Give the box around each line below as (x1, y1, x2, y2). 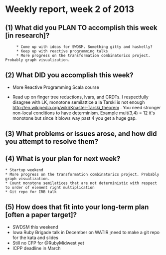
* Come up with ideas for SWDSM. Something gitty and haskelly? (16, 44, 153, 49)
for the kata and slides (12, 235, 59, 241)
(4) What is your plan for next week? (5, 154, 121, 163)
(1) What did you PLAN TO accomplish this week (5, 23, 158, 32)
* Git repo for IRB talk (5, 190, 57, 195)
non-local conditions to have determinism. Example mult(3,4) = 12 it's (12, 110, 156, 116)
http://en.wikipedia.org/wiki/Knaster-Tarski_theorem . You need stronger (12, 104, 161, 110)
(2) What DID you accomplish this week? (5, 71, 134, 79)
